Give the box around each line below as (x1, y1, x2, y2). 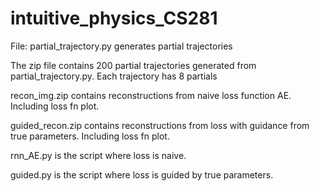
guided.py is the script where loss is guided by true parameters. (10, 168, 274, 181)
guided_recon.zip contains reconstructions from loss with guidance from (10, 119, 310, 131)
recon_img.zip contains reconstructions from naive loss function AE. (10, 89, 292, 101)
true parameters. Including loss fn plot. (10, 130, 170, 142)
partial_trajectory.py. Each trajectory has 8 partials (10, 70, 218, 82)
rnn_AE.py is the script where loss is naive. (10, 149, 187, 161)
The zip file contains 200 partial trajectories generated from (10, 59, 257, 71)
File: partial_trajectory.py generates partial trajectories (10, 40, 233, 52)
